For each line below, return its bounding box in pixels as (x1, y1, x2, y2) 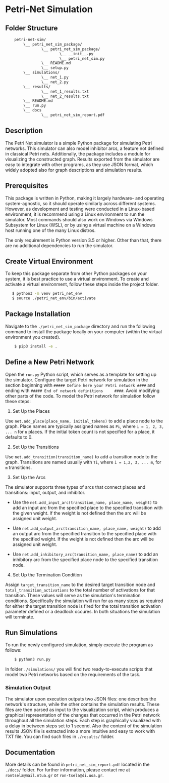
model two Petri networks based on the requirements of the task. (5, 672, 141, 678)
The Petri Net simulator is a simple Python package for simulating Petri (5, 140, 152, 146)
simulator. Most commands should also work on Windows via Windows (5, 216, 153, 222)
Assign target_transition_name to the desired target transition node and (5, 581, 155, 588)
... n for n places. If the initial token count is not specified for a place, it (5, 428, 155, 435)
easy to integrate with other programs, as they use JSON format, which (5, 161, 153, 168)
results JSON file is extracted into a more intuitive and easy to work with (5, 728, 155, 734)
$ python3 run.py (14, 657, 51, 662)
